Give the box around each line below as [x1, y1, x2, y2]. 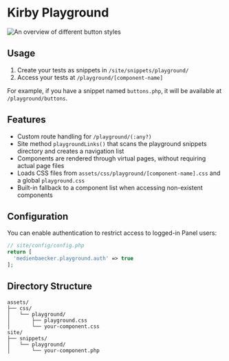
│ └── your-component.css [7, 322, 100, 330]
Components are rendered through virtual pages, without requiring [17, 154, 206, 163]
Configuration [7, 210, 69, 222]
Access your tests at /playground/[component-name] [17, 73, 164, 81]
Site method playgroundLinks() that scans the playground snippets [17, 139, 208, 147]
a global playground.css [17, 176, 85, 184]
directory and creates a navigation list [17, 147, 124, 155]
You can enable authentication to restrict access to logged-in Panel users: [7, 229, 217, 237]
